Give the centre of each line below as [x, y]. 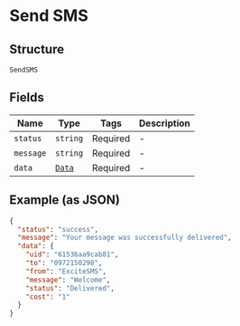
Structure [37, 49]
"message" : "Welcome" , [68, 280]
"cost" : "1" [48, 297]
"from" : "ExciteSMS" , [66, 271]
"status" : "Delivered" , [70, 288]
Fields [27, 97]
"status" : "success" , [58, 229]
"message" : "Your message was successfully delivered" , [125, 238]
